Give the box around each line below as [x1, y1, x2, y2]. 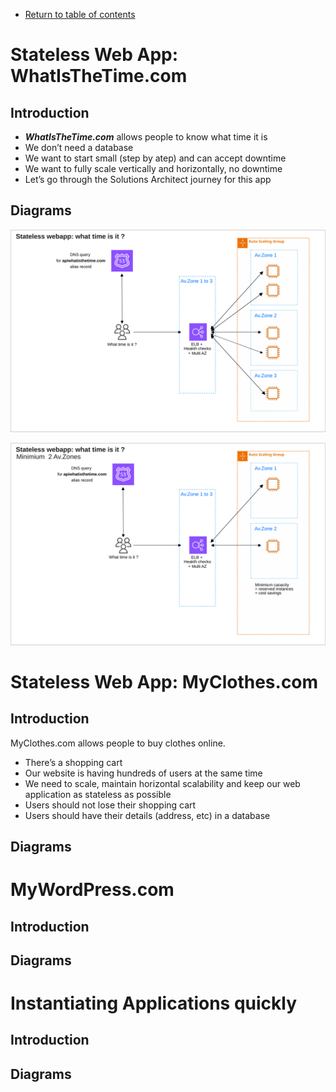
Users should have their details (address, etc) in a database [24, 809, 271, 821]
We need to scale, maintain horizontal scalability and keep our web [24, 777, 301, 789]
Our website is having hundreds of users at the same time [24, 767, 263, 779]
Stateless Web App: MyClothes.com [10, 670, 319, 693]
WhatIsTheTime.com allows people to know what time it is [24, 131, 268, 143]
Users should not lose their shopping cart [24, 799, 197, 811]
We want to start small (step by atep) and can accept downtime [24, 152, 287, 164]
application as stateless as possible [24, 788, 172, 800]
